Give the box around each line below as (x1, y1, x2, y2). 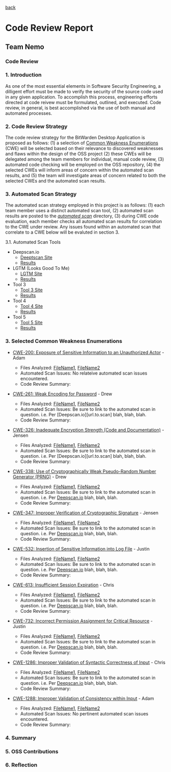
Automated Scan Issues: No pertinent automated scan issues (20, 710, 149, 716)
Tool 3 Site (20, 287, 43, 293)
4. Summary (5, 734, 37, 741)
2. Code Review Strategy (5, 122, 68, 130)
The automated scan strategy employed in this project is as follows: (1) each (5, 202, 165, 208)
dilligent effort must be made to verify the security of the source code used (5, 88, 163, 94)
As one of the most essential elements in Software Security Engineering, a (5, 83, 161, 89)
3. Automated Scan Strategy (5, 191, 77, 198)
